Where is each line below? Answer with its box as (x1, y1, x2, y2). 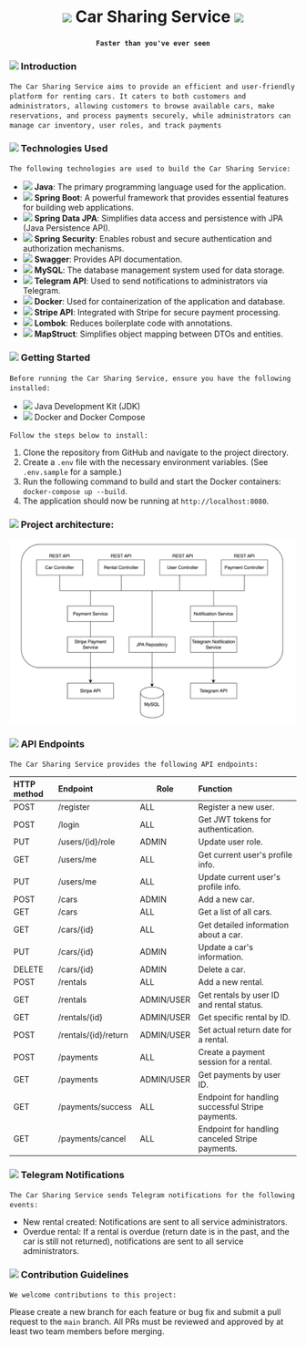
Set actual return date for (198, 1024, 292, 1036)
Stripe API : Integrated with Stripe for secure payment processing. (34, 307, 280, 318)
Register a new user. (198, 801, 275, 813)
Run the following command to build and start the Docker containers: (22, 476, 281, 487)
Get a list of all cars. (198, 906, 272, 917)
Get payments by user (198, 1069, 281, 1080)
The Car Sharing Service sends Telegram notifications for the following (9, 1190, 296, 1200)
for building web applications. (22, 202, 135, 213)
